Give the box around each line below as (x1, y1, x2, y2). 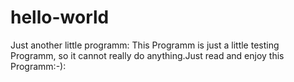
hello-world (10, 6, 110, 29)
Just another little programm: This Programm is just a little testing (10, 39, 280, 51)
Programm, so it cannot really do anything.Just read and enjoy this (10, 49, 285, 61)
